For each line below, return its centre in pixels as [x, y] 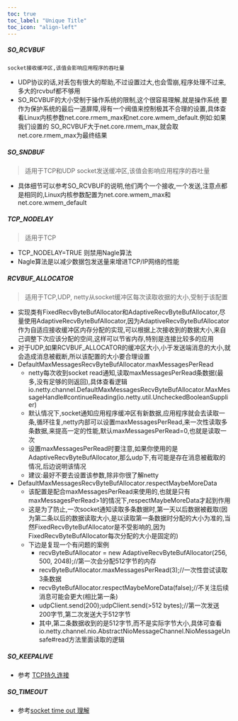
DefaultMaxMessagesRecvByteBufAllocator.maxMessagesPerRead [115, 364]
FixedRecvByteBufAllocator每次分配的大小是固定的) [103, 536]
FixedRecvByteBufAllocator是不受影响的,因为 [100, 527]
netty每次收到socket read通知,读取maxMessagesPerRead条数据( [123, 373]
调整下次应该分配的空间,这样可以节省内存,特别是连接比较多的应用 [119, 339]
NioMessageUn [208, 631]
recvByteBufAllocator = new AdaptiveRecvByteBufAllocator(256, [133, 553]
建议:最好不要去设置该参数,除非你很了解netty [93, 475]
